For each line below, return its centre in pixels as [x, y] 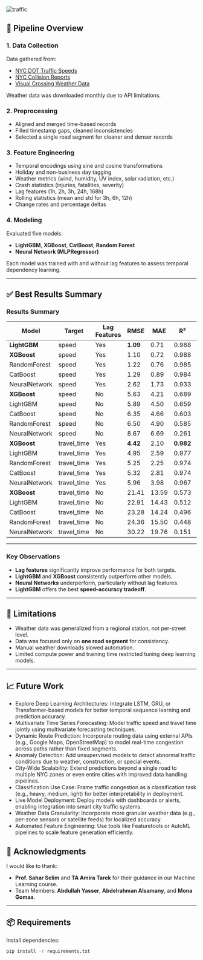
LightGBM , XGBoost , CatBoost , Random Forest [75, 245]
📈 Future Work [35, 686]
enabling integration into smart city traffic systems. [78, 807]
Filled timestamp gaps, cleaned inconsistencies [74, 130]
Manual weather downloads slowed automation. [75, 647]
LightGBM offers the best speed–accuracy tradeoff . [81, 589]
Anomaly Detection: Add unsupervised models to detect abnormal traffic [105, 755]
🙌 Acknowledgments [46, 851]
